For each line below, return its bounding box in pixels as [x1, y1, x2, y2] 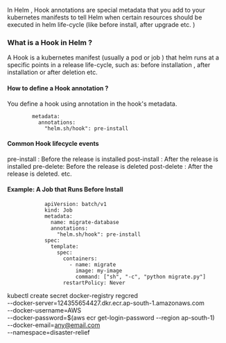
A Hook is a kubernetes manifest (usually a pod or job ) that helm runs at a [7, 53, 220, 62]
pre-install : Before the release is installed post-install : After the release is [7, 155, 218, 163]
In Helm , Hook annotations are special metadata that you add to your [7, 6, 206, 14]
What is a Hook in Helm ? [7, 37, 92, 47]
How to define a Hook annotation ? [7, 84, 109, 92]
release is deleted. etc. [7, 169, 73, 178]
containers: [62, 255, 98, 262]
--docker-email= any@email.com [7, 321, 101, 329]
